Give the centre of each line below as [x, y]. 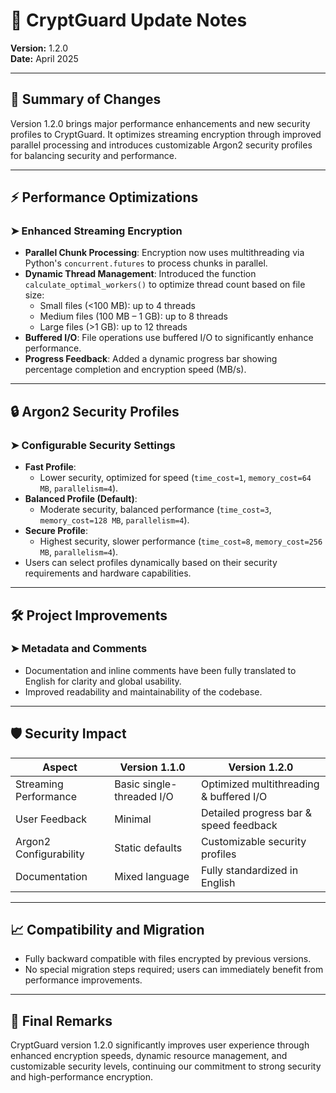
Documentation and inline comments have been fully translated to [160, 670]
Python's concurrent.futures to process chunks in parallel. [146, 263]
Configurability [50, 854]
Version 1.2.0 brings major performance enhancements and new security [160, 123]
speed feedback [239, 825]
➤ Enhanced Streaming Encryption [96, 231]
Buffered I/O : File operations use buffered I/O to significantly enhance [169, 338]
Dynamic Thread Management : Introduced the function [140, 274]
